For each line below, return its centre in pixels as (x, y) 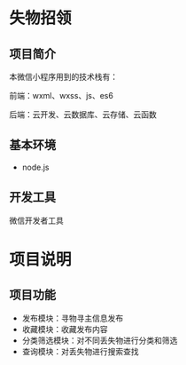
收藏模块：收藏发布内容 (65, 329)
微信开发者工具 (36, 220)
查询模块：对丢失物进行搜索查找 (80, 351)
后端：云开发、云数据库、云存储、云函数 (83, 115)
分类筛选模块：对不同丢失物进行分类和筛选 (100, 340)
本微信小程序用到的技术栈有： (63, 77)
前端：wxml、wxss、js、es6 (61, 95)
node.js (36, 167)
